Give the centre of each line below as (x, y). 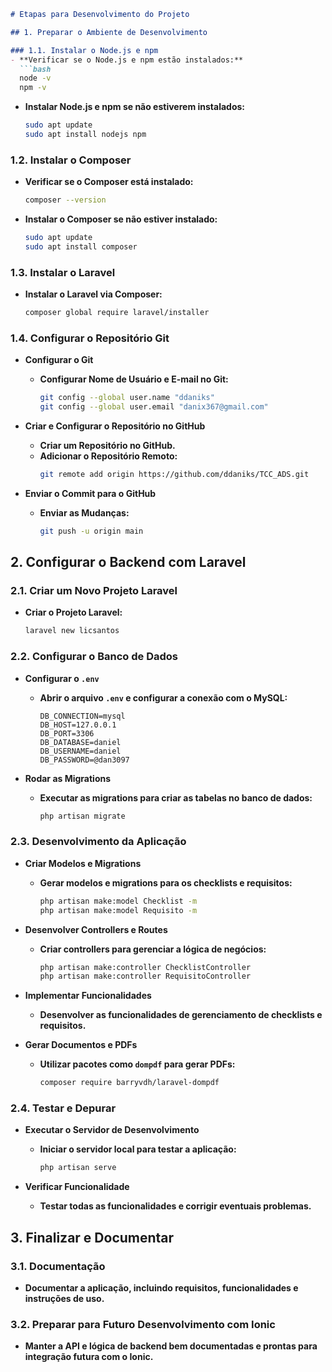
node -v (35, 78)
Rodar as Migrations (68, 778)
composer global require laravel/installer (117, 313)
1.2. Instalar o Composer (71, 160)
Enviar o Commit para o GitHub (90, 493)
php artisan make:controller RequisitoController (145, 976)
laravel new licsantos (72, 631)
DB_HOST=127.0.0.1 (78, 725)
